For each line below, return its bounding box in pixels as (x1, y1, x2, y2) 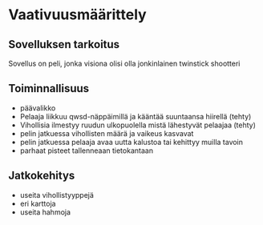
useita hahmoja (19, 207, 71, 217)
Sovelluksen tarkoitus (8, 38, 120, 51)
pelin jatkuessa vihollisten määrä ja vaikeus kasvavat (19, 128, 194, 138)
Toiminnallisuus (8, 82, 90, 95)
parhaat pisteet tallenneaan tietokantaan (19, 146, 154, 155)
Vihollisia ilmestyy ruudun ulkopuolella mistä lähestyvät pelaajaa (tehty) (19, 120, 257, 130)
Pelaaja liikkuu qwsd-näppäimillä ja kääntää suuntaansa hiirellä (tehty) (19, 111, 252, 121)
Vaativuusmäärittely (8, 6, 147, 24)
